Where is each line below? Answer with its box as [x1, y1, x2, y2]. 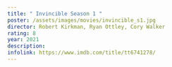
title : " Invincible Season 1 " [7, 10, 102, 17]
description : [7, 43, 46, 50]
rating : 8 [7, 29, 37, 37]
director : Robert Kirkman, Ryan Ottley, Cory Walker [7, 23, 166, 30]
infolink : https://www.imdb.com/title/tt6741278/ [7, 50, 156, 57]
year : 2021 [7, 36, 39, 43]
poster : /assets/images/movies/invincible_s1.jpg [7, 17, 156, 24]
